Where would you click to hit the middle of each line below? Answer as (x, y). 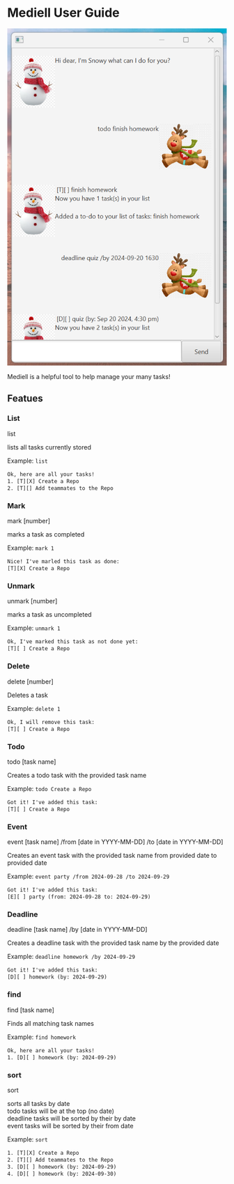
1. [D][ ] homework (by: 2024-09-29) (62, 1057)
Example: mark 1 (31, 548)
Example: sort (28, 1139)
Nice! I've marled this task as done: (63, 562)
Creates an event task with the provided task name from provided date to (112, 856)
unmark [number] (32, 601)
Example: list (28, 461)
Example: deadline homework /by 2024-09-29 (71, 957)
